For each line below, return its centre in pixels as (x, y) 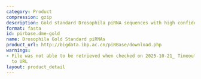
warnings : (19, 50)
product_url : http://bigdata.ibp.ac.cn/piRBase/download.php (84, 45)
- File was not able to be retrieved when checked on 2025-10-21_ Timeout (101, 56)
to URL (20, 61)
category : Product (29, 12)
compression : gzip (29, 17)
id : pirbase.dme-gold (33, 34)
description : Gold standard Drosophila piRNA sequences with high (91, 23)
